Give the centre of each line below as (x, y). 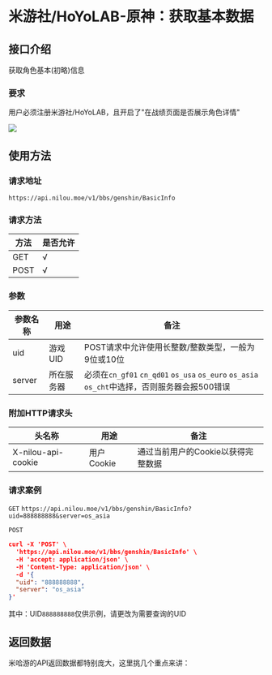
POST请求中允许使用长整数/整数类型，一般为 (169, 347)
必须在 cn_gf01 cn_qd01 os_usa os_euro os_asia (171, 374)
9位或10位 (104, 359)
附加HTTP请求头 (40, 413)
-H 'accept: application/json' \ (72, 559)
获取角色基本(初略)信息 (47, 70)
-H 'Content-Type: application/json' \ (83, 567)
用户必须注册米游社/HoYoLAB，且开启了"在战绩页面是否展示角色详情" (124, 112)
